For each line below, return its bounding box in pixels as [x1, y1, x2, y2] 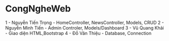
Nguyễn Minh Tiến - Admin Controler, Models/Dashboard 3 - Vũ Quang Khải [5, 24, 164, 30]
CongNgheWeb [5, 3, 71, 14]
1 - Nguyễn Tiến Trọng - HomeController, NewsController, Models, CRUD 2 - [5, 19, 164, 25]
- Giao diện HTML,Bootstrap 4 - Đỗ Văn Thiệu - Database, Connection [5, 30, 152, 36]
